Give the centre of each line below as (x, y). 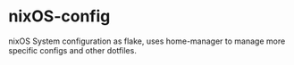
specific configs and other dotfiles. (73, 50)
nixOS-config (59, 16)
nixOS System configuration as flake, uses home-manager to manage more (147, 41)
